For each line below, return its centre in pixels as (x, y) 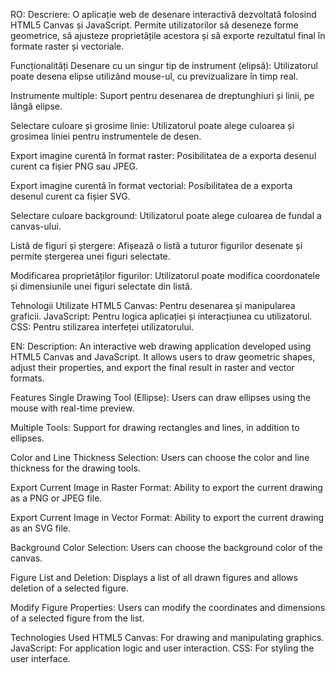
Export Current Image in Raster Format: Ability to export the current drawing (166, 487)
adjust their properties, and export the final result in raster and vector (152, 367)
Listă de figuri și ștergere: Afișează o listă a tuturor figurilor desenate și (156, 245)
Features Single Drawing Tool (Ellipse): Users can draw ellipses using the (161, 397)
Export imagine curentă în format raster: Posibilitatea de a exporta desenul (163, 155)
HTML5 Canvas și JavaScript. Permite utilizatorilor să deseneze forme (154, 25)
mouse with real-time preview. (72, 408)
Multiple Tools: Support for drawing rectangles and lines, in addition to (155, 427)
